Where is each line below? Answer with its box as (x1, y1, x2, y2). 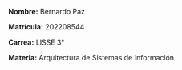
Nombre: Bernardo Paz (8, 7, 86, 16)
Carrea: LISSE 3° (8, 37, 65, 47)
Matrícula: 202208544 (8, 22, 85, 31)
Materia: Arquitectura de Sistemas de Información (8, 53, 175, 62)
